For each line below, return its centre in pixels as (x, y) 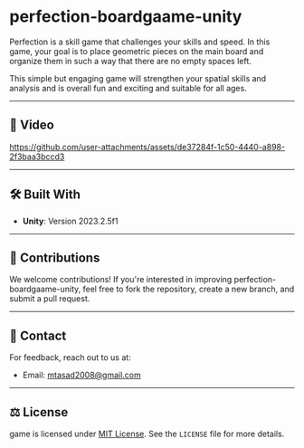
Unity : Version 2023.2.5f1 (70, 221)
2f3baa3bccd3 (37, 157)
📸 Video (32, 125)
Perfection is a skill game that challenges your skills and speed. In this (140, 42)
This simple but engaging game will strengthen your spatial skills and (138, 78)
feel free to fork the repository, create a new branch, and (189, 289)
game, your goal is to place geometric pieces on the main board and (137, 51)
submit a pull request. (50, 299)
